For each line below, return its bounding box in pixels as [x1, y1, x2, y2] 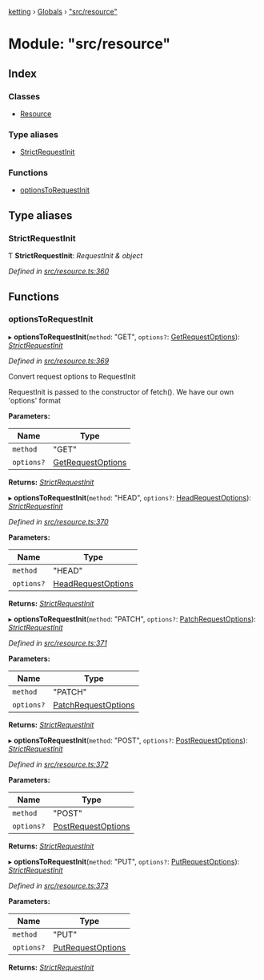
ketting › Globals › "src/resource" [8, 7, 118, 16]
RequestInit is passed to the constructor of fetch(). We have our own [8, 387, 234, 396]
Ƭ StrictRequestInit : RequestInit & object [8, 251, 143, 261]
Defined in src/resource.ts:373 [8, 881, 109, 890]
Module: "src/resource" [8, 35, 171, 53]
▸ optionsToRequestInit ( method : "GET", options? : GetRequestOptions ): [8, 332, 240, 342]
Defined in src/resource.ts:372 [8, 759, 110, 769]
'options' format [8, 395, 62, 405]
